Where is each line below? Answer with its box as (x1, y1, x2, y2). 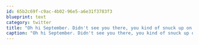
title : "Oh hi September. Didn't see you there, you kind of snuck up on (6, 25, 192, 31)
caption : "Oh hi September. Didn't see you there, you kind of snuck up (6, 30, 190, 36)
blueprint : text (6, 14, 46, 20)
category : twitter (6, 19, 52, 25)
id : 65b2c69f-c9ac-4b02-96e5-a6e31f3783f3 (6, 8, 113, 15)
